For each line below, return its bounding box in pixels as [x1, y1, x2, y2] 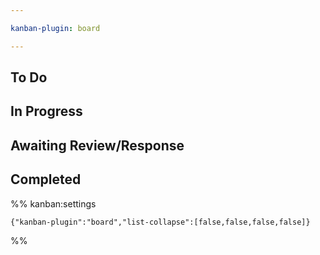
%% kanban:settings [10, 197, 97, 210]
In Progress [10, 103, 83, 120]
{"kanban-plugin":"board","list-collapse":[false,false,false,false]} [10, 217, 311, 227]
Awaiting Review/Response [10, 137, 185, 154]
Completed [10, 171, 82, 188]
